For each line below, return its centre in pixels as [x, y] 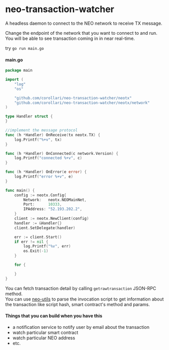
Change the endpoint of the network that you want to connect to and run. [81, 33]
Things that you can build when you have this [54, 316]
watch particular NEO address [44, 338]
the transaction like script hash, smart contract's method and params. [78, 304]
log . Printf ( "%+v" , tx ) [38, 140]
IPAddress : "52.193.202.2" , [53, 209]
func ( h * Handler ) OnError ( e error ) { [46, 172]
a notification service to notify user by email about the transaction [81, 327]
